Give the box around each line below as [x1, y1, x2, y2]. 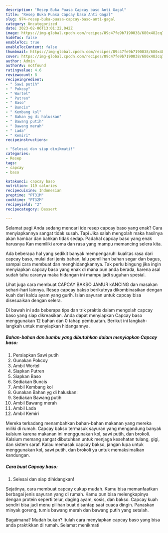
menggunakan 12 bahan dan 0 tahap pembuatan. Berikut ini [5, 317, 128, 323]
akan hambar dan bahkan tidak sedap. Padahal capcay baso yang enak [5, 235, 153, 241]
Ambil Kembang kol [12, 384, 53, 390]
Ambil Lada [12, 405, 36, 411]
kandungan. [5, 452, 30, 458]
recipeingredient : [5, 77, 44, 82]
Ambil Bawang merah [12, 400, 57, 406]
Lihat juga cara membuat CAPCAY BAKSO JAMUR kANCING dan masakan [5, 281, 158, 287]
